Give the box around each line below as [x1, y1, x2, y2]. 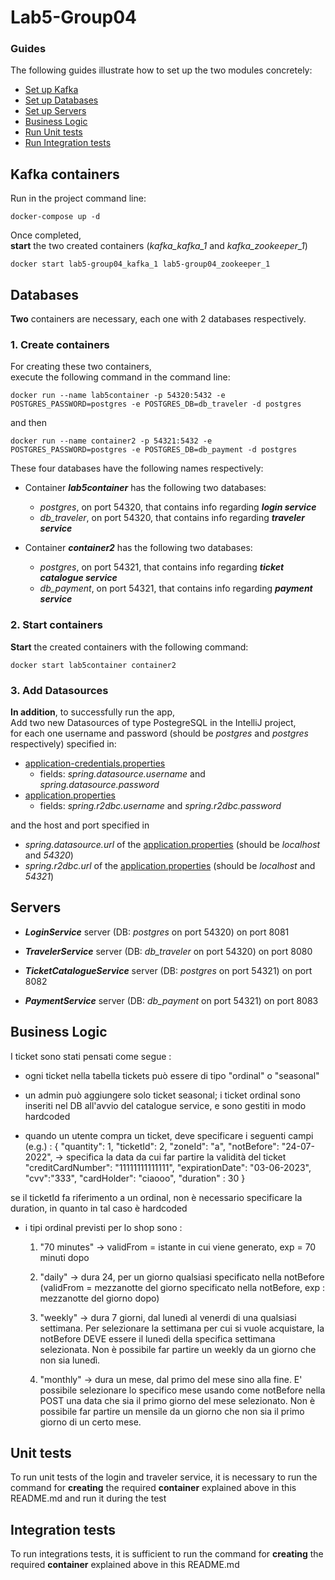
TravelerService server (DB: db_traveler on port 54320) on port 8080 [24, 945, 313, 957]
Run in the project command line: [10, 192, 147, 205]
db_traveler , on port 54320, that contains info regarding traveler [39, 512, 305, 524]
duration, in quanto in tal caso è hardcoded [10, 1202, 188, 1214]
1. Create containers [10, 338, 110, 352]
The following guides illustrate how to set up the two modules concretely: [10, 64, 313, 76]
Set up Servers [24, 105, 87, 117]
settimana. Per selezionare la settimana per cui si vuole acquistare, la [39, 1322, 325, 1334]
